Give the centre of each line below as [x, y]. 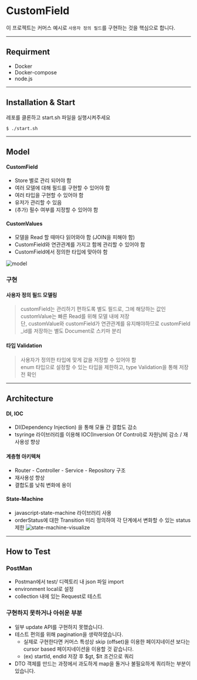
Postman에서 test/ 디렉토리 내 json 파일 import [69, 582]
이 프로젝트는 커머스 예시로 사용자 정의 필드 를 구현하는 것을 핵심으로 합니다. [91, 28]
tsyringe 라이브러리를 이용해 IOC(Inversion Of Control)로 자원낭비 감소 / [98, 435]
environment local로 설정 [44, 589]
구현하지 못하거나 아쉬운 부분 [44, 613]
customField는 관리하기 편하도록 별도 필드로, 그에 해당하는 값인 [93, 309]
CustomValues [24, 223]
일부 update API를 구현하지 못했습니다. [59, 627]
